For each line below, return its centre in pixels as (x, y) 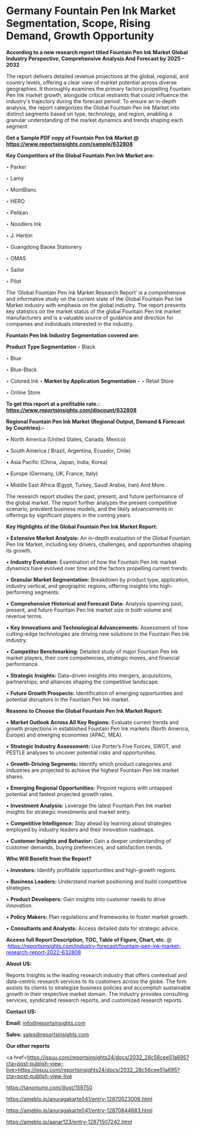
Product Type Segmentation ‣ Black (51, 347)
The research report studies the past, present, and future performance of (95, 496)
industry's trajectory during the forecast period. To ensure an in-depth (91, 101)
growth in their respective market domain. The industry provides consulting (97, 994)
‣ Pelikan (17, 212)
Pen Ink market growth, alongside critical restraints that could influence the (97, 95)
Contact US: (21, 1011)
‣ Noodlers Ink (24, 224)
